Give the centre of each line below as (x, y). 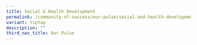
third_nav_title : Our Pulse (40, 33)
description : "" (26, 28)
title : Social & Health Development (51, 11)
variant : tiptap (26, 22)
